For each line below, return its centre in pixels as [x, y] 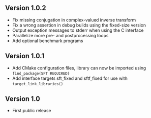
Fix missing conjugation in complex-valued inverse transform [74, 20]
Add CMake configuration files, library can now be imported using [79, 68]
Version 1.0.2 [26, 8]
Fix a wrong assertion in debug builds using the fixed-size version [79, 25]
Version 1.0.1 [25, 56]
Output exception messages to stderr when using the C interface [78, 30]
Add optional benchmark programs [48, 41]
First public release [32, 111]
